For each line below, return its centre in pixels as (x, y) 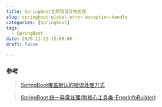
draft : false (22, 45)
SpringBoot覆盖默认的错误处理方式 (62, 85)
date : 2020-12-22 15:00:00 (39, 39)
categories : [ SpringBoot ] (38, 22)
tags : (13, 28)
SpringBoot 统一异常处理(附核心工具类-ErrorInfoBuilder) (88, 98)
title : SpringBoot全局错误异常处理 (46, 11)
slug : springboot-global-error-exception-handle (67, 17)
